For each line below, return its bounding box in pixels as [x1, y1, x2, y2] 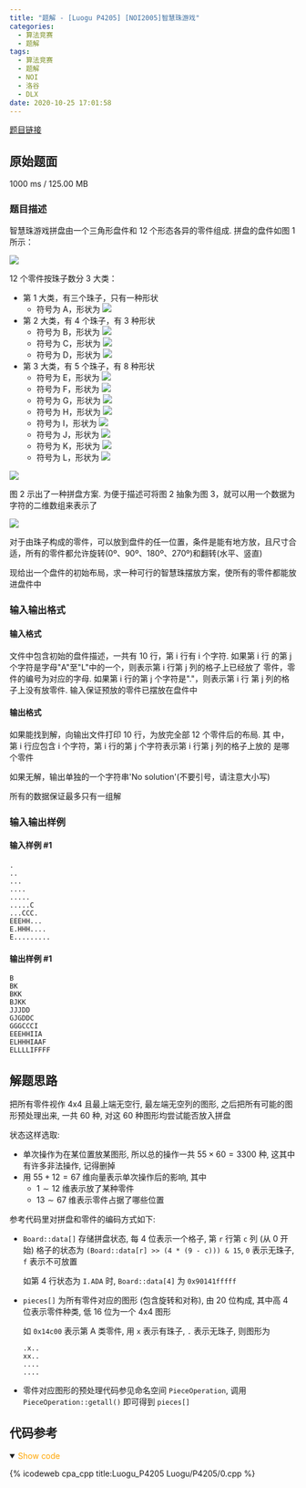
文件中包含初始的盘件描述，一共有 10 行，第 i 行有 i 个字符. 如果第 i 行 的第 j [9, 650, 292, 661]
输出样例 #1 [9, 952, 53, 963]
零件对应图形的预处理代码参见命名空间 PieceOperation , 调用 [22, 1384, 247, 1396]
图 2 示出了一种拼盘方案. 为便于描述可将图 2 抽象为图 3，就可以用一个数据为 [9, 489, 296, 500]
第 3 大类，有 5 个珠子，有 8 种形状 [22, 361, 156, 372]
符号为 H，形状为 [36, 407, 101, 418]
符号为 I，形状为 [36, 418, 97, 429]
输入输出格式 [9, 604, 66, 617]
